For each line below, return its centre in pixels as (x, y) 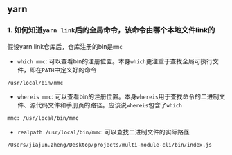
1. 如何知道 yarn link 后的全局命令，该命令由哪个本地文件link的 (111, 30)
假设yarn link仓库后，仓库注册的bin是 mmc (65, 46)
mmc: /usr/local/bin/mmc (43, 118)
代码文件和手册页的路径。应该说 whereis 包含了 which (109, 105)
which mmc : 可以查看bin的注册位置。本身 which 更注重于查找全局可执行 (115, 61)
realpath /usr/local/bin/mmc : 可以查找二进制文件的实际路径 (104, 132)
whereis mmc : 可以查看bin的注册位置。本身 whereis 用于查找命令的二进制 (118, 96)
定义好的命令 (78, 70)
